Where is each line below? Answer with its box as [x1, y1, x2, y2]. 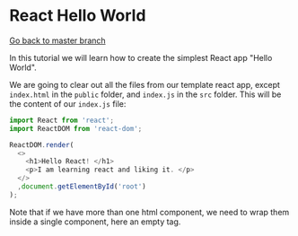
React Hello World [9, 5, 146, 26]
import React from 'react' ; [9, 116, 115, 125]
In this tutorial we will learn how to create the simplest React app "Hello [9, 52, 273, 63]
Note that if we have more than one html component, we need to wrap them [9, 206, 290, 217]
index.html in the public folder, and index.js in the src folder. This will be [9, 89, 282, 100]
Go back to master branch [9, 35, 106, 46]
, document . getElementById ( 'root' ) [17, 182, 146, 191]
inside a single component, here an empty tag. [9, 216, 181, 227]
